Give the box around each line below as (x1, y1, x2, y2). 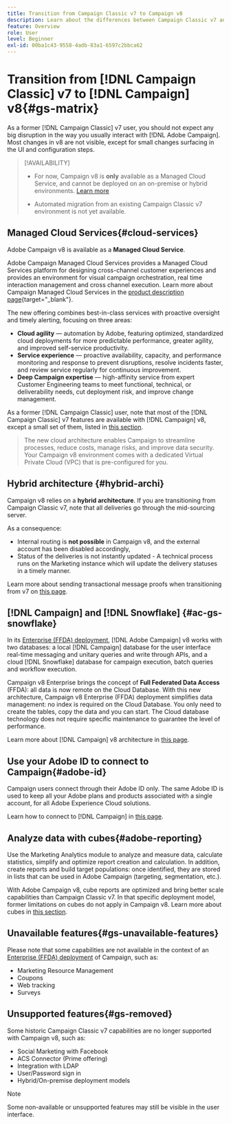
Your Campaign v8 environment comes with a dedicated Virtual (23, 451, 204, 459)
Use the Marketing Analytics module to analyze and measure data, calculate (7, 851, 223, 859)
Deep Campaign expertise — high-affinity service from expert (16, 372, 195, 381)
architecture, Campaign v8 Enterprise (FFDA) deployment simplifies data (7, 693, 213, 701)
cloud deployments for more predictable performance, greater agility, (16, 336, 214, 344)
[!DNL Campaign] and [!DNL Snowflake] (7, 607, 181, 618)
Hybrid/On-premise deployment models (16, 1076, 131, 1084)
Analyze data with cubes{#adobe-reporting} (7, 832, 203, 844)
